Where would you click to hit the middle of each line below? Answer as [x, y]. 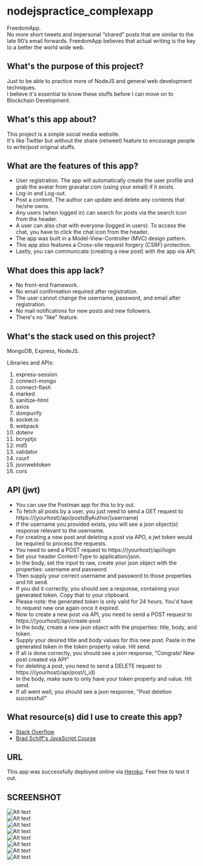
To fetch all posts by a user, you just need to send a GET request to [99, 511]
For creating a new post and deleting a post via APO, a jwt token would [104, 537]
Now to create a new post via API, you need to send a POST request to [104, 614]
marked [25, 394]
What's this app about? [52, 119]
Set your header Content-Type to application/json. [78, 556]
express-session [36, 374]
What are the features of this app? [73, 166]
